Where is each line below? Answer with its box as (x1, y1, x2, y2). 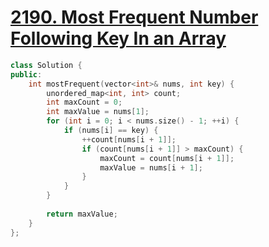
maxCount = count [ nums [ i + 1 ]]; (99, 153, 235, 163)
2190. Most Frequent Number (10, 6, 259, 29)
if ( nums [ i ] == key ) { (63, 126, 159, 136)
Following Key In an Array (10, 27, 227, 50)
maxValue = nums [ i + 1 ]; (99, 162, 203, 173)
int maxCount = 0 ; (46, 97, 123, 108)
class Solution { (10, 60, 83, 70)
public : (10, 69, 43, 80)
